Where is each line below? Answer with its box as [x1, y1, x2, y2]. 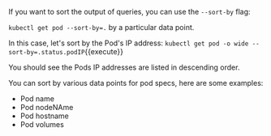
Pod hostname [19, 111, 69, 121]
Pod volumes [19, 120, 65, 129]
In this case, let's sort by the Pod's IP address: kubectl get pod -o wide [8, 38, 249, 48]
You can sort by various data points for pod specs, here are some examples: [8, 79, 264, 87]
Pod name [19, 94, 55, 104]
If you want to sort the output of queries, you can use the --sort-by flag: [8, 7, 251, 16]
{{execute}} [84, 47, 124, 56]
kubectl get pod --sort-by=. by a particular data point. [8, 23, 195, 32]
